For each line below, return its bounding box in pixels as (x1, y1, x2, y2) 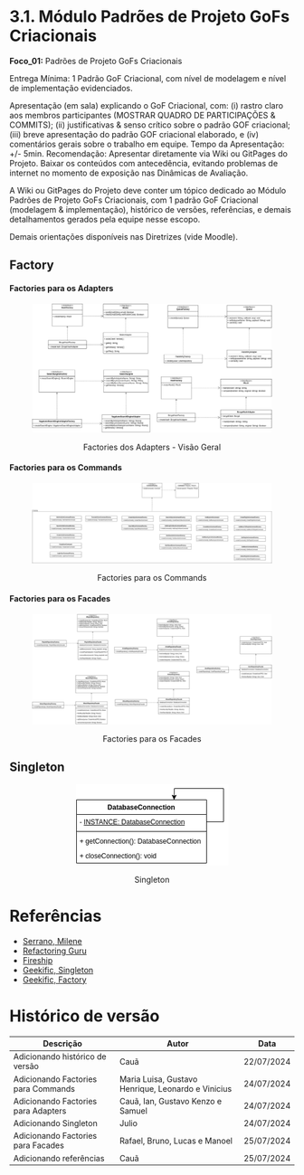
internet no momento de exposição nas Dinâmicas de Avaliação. (9, 167, 249, 178)
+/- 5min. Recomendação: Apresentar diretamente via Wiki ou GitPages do (9, 147, 288, 159)
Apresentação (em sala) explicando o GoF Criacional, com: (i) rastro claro (9, 99, 283, 110)
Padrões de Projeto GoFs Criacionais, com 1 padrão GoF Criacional (9, 194, 259, 205)
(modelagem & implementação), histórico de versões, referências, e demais (9, 204, 291, 214)
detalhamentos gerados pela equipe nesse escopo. (9, 213, 201, 224)
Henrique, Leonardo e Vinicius (119, 1083, 233, 1094)
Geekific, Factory (22, 974, 88, 985)
